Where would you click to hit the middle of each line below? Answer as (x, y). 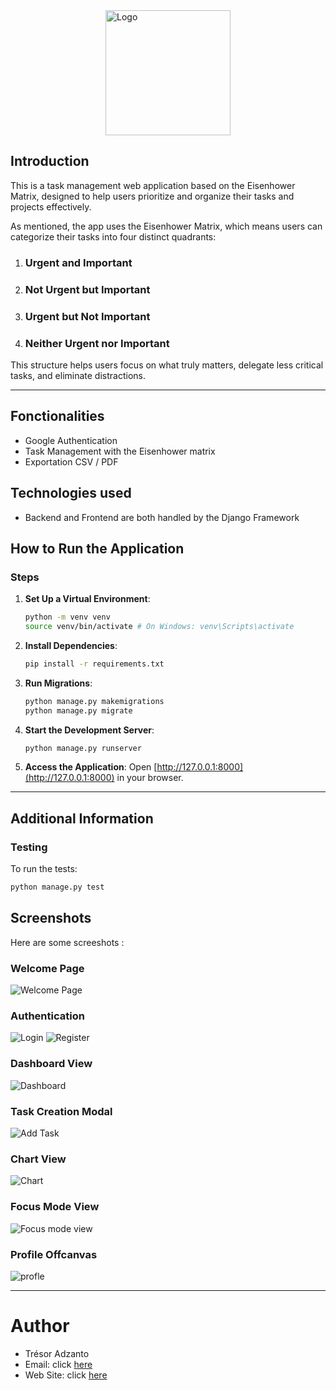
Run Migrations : (58, 683)
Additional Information (82, 818)
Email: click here (58, 1364)
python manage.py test (57, 887)
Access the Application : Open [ (91, 767)
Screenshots (51, 918)
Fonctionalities (57, 416)
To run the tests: (44, 869)
